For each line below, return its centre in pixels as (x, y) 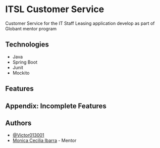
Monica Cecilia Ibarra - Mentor (44, 140)
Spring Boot (25, 62)
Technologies (27, 45)
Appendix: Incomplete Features (56, 106)
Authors (18, 123)
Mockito (21, 73)
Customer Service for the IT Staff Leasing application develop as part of (80, 23)
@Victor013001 (28, 135)
